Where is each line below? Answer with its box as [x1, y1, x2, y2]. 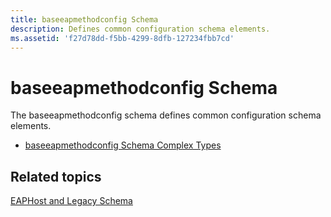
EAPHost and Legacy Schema [10, 195, 133, 207]
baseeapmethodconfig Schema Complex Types [24, 139, 222, 151]
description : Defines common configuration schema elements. [10, 24, 271, 34]
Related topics [10, 168, 102, 185]
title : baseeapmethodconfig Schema [10, 14, 159, 25]
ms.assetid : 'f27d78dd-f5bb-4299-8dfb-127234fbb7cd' [10, 33, 235, 43]
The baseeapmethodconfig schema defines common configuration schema [10, 109, 322, 121]
